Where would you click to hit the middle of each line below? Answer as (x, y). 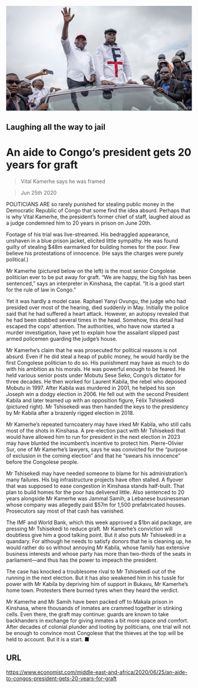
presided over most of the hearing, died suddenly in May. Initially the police (98, 307)
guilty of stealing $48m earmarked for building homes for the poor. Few (93, 247)
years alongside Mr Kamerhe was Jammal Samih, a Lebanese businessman (98, 498)
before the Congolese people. (42, 462)
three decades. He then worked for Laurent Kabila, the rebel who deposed (96, 381)
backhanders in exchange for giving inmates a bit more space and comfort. (97, 620)
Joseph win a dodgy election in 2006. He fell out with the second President (97, 394)
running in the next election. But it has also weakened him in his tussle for (95, 578)
